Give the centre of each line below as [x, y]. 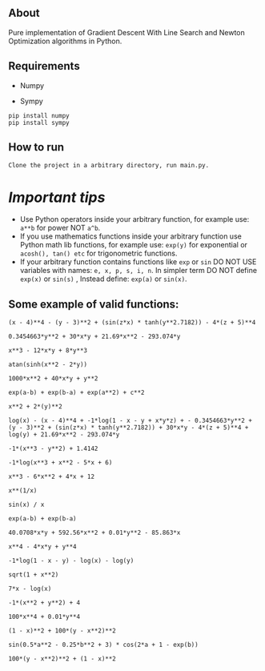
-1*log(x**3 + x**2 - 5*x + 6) [60, 463]
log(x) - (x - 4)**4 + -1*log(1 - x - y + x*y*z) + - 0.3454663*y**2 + [130, 421]
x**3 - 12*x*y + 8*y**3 [48, 351]
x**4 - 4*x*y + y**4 [43, 547]
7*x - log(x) [30, 589]
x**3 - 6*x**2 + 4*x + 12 [51, 477]
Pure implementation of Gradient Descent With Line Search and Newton [127, 32]
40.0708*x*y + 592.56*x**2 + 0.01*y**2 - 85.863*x [94, 533]
